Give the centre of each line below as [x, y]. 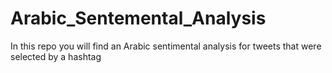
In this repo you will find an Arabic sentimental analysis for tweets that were [166, 46]
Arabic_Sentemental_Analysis [138, 18]
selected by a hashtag [56, 56]
